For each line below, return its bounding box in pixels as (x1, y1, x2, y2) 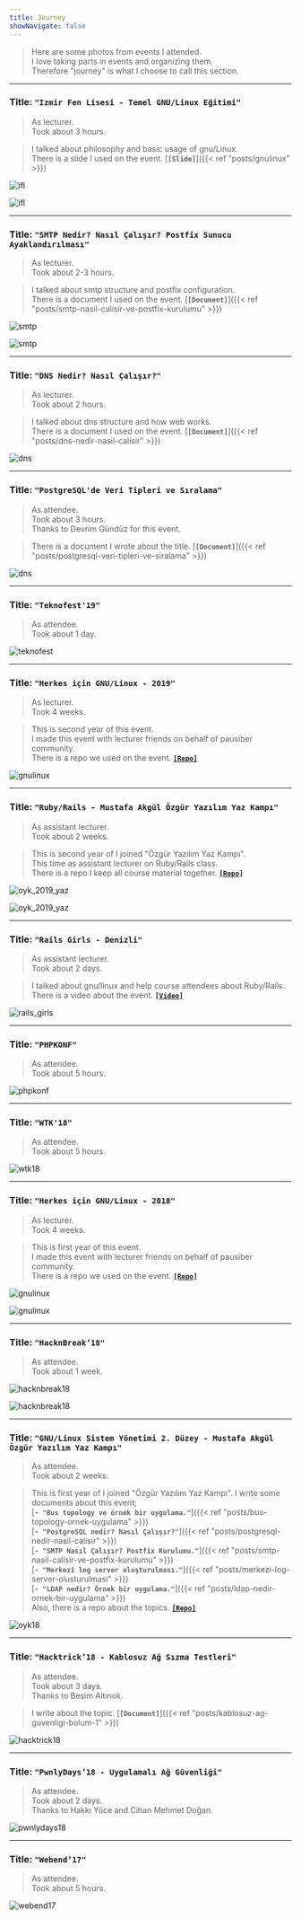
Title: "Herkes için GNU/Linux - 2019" (9, 676, 176, 689)
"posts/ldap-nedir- (207, 1583, 276, 1594)
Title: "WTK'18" (9, 1116, 73, 1129)
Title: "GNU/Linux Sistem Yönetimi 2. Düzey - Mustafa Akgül (9, 1431, 274, 1444)
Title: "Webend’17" (9, 1853, 87, 1865)
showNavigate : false (9, 22, 87, 31)
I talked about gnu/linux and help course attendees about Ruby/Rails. (30, 980, 285, 990)
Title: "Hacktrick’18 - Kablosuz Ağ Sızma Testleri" (9, 1651, 236, 1663)
